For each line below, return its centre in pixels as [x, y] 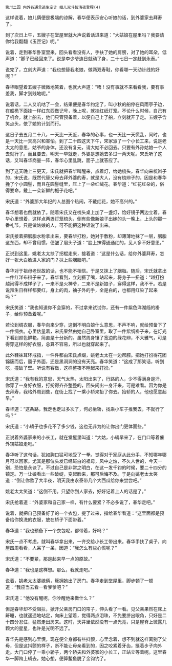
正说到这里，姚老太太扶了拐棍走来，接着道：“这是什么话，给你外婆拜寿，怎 [85, 253]
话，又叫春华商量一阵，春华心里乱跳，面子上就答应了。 [63, 160]
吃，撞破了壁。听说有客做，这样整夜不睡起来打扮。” [59, 368]
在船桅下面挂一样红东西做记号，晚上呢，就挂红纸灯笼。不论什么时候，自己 [84, 111]
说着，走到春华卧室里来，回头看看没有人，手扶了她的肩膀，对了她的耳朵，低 [86, 52]
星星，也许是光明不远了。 [46, 628]
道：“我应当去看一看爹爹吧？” [37, 587]
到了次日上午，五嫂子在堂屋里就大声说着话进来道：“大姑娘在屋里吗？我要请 [85, 35]
